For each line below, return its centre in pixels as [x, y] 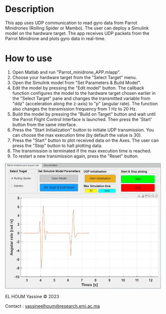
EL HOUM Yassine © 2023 [32, 296]
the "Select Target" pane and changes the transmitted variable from [81, 98]
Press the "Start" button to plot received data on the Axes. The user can [85, 140]
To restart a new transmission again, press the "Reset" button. [76, 156]
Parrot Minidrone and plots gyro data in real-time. [55, 39]
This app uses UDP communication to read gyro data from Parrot [71, 23]
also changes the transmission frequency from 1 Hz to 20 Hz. [74, 109]
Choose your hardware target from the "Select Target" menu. [75, 77]
